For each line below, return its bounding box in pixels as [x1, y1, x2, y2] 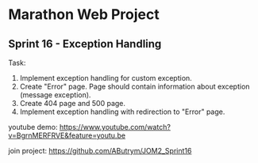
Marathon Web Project [8, 6, 160, 24]
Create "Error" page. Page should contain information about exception [19, 81, 250, 91]
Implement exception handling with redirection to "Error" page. [19, 107, 225, 116]
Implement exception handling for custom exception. [19, 74, 192, 82]
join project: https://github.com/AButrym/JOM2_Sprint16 [8, 146, 192, 155]
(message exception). [19, 90, 91, 100]
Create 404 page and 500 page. [19, 99, 125, 108]
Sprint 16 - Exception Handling [8, 37, 162, 51]
